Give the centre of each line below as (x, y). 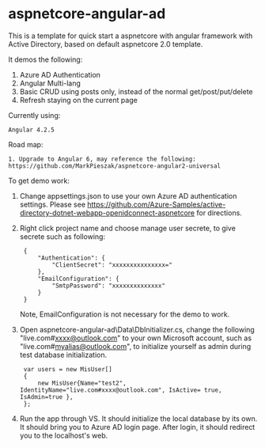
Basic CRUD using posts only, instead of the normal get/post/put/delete (136, 91)
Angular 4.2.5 (32, 130)
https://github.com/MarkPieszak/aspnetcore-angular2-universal (115, 166)
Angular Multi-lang (50, 83)
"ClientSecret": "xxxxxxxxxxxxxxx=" (112, 265)
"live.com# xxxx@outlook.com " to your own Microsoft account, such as (135, 338)
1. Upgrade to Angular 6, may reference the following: (102, 159)
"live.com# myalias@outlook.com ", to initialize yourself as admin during (135, 346)
